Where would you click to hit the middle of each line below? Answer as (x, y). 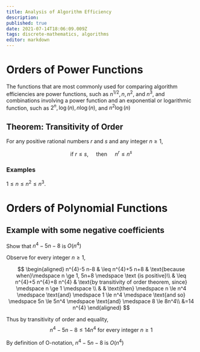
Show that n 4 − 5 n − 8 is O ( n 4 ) (44, 245)
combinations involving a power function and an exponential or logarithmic (99, 100)
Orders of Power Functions (75, 70)
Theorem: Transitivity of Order (65, 126)
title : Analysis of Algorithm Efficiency (59, 12)
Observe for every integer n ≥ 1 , (46, 258)
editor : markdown (28, 40)
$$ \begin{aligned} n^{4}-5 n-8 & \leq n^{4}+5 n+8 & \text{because (101, 269)
